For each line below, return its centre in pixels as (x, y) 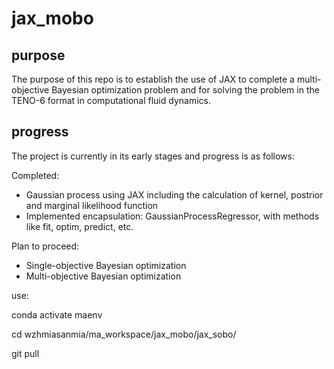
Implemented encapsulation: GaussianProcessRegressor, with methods (172, 216)
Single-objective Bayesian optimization (106, 265)
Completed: (35, 175)
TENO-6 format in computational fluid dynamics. (111, 100)
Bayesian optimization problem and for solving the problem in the (185, 90)
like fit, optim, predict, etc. (79, 226)
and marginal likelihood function (92, 205)
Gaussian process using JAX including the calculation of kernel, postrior (174, 194)
